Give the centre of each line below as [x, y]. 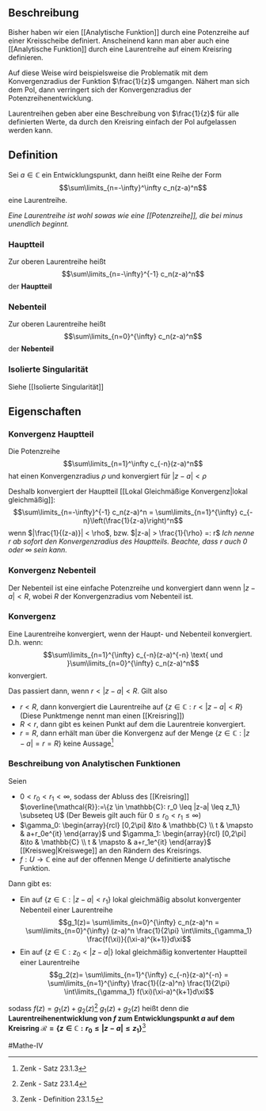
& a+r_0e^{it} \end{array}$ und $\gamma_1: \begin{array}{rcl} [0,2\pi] [133, 834]
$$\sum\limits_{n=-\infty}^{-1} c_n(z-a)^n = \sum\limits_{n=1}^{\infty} [125, 512]
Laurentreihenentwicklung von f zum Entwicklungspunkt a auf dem [122, 1018]
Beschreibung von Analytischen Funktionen [94, 764]
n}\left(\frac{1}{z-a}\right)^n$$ [133, 521]
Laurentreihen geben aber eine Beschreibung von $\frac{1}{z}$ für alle [124, 113]
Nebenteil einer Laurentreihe [66, 910]
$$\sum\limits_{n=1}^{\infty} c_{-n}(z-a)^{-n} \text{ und [133, 655]
